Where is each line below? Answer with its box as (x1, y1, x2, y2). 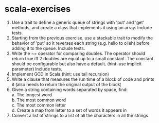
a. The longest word (11, 91, 52, 98)
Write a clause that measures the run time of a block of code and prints (11, 76, 155, 82)
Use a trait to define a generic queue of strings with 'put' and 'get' (11, 19, 144, 25)
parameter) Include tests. (11, 66, 63, 71)
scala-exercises (4, 3, 71, 15)
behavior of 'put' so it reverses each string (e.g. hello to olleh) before (11, 40, 150, 46)
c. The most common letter (11, 102, 66, 108)
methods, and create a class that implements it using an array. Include (11, 24, 152, 30)
